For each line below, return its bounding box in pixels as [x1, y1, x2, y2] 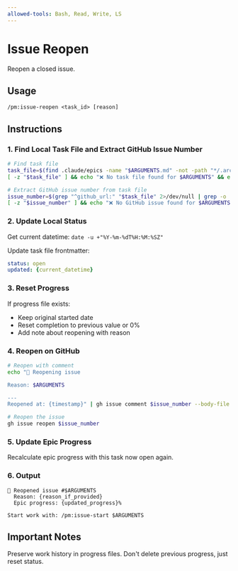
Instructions [7, 123, 62, 135]
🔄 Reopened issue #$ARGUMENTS [7, 487, 97, 494]
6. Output [7, 471, 41, 481]
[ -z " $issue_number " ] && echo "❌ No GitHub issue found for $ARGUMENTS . [7, 199, 234, 206]
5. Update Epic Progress [7, 437, 92, 447]
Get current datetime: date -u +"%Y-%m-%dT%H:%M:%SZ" [7, 232, 164, 241]
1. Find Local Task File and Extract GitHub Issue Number [7, 144, 203, 154]
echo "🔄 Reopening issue [7, 368, 81, 376]
